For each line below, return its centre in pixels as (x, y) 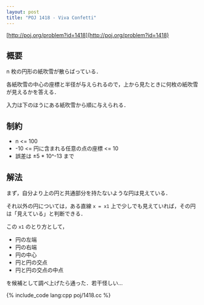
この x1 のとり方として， (37, 226)
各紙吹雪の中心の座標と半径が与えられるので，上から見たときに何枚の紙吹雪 (102, 84)
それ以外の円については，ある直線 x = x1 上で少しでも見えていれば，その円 (101, 206)
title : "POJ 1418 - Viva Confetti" (51, 18)
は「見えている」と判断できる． (46, 213)
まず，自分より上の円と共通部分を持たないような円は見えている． (89, 193)
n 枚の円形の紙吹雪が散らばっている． (54, 71)
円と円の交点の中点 (39, 270)
